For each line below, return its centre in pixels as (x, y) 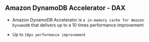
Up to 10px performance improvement (49, 34)
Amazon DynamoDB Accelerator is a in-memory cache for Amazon (78, 20)
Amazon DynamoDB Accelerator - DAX (65, 8)
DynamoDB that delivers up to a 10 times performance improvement (78, 25)
